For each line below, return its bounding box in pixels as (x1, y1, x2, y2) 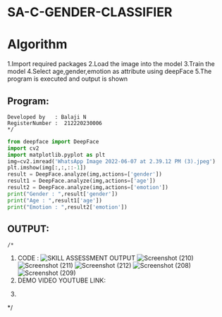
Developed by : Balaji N (7, 113, 87, 120)
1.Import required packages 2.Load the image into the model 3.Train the (7, 60, 215, 68)
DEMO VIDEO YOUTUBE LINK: (17, 276, 106, 285)
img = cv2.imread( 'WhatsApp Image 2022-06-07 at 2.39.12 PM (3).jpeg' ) (7, 157, 216, 165)
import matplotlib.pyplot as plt (7, 151, 106, 158)
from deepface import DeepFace (7, 138, 99, 145)
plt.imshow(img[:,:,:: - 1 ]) (7, 164, 87, 172)
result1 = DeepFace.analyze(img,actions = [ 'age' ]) (7, 177, 156, 185)
